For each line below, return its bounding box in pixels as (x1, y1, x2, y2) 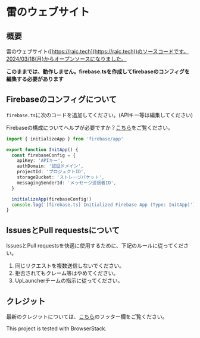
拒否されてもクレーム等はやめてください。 (14, 270, 119, 277)
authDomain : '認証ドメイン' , (17, 163, 84, 170)
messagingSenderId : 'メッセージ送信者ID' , (17, 180, 117, 186)
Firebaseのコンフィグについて (6, 95, 117, 105)
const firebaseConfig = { (11, 152, 76, 158)
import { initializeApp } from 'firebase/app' (6, 136, 124, 142)
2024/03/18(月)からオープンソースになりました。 (6, 55, 127, 62)
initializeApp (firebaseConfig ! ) (11, 196, 92, 202)
